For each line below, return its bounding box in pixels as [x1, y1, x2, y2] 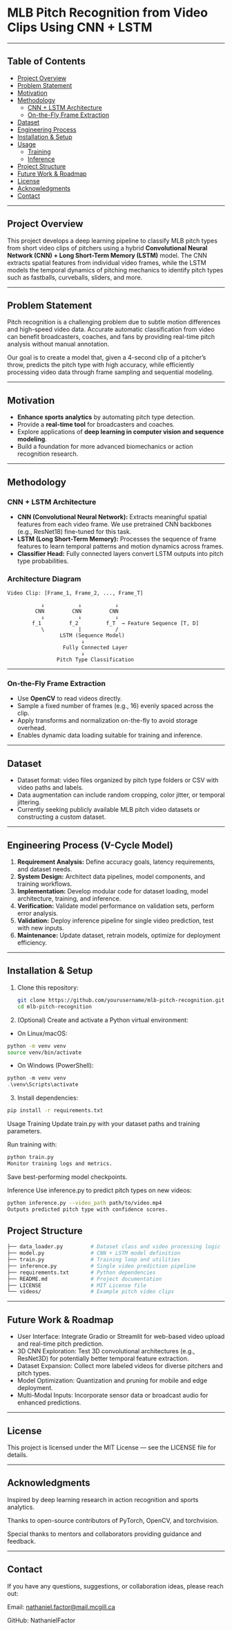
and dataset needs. [17, 865, 72, 873]
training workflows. [17, 880, 72, 888]
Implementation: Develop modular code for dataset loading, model [17, 887, 209, 896]
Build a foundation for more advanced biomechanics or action [17, 443, 193, 451]
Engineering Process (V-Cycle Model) [7, 839, 174, 851]
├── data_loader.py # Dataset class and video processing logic [7, 1243, 221, 1250]
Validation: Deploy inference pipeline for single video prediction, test [17, 916, 214, 925]
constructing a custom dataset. [17, 813, 106, 821]
